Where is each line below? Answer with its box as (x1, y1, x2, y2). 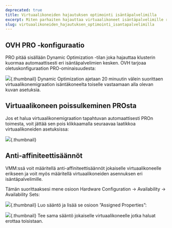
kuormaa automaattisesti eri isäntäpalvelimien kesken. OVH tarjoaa (5, 60, 146, 66)
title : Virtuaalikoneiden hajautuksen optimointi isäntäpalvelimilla (5, 12, 157, 17)
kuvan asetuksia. (5, 87, 41, 93)
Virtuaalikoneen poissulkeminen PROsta (5, 101, 137, 110)
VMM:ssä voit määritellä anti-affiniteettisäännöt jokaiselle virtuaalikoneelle (5, 165, 162, 171)
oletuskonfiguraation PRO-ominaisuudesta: (5, 65, 96, 72)
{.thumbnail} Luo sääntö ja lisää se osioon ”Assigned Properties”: (10, 202, 147, 208)
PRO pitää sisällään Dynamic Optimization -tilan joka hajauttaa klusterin (5, 54, 156, 60)
